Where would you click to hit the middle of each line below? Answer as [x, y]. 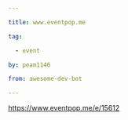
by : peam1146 [29, 65]
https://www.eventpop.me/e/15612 [64, 108]
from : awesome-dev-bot [45, 79]
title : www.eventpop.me [47, 22]
